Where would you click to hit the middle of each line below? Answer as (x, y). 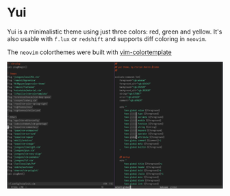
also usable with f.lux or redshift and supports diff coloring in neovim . (107, 38)
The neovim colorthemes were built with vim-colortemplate (90, 52)
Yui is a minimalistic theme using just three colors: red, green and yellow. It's (115, 32)
